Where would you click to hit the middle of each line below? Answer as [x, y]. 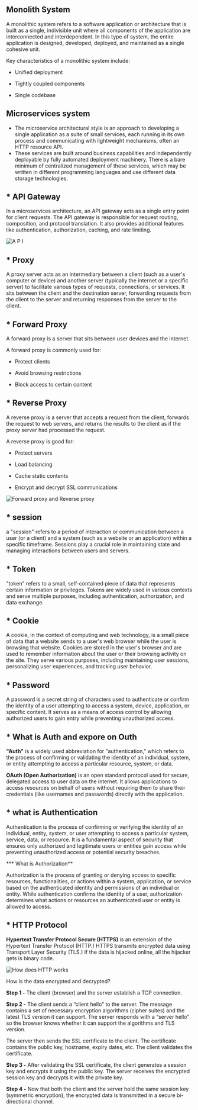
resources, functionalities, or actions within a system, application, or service [99, 881]
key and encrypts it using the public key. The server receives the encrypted [98, 1071]
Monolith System [38, 10]
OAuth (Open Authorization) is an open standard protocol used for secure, [98, 775]
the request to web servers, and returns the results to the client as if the [94, 423]
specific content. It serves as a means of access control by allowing [89, 712]
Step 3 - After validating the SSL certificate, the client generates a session [96, 1064]
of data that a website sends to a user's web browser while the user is [91, 641]
